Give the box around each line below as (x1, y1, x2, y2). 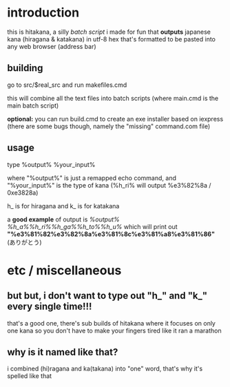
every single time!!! (7, 301, 92, 312)
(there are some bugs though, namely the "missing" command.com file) (7, 122, 211, 130)
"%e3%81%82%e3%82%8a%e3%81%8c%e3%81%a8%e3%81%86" (7, 230, 216, 238)
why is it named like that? (7, 346, 118, 358)
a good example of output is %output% (7, 215, 121, 224)
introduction (7, 5, 80, 21)
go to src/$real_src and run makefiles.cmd (7, 81, 127, 89)
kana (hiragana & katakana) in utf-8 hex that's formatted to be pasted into (7, 34, 216, 43)
